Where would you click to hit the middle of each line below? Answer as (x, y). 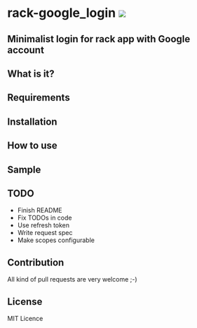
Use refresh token (43, 225)
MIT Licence (25, 318)
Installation (32, 121)
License (25, 302)
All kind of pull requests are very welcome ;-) (73, 279)
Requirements (39, 97)
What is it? (31, 74)
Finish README (40, 210)
